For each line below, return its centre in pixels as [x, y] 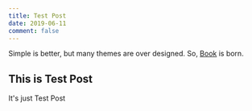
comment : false [34, 31]
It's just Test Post [37, 98]
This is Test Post [51, 78]
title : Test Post [37, 16]
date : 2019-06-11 [37, 23]
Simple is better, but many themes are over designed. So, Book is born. [126, 54]
